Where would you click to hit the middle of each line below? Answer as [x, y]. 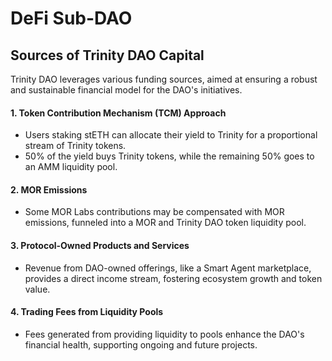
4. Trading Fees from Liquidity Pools [87, 312]
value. [37, 289]
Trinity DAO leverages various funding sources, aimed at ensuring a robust [164, 79]
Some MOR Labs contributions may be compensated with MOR [154, 212]
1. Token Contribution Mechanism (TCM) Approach [118, 113]
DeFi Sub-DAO [71, 18]
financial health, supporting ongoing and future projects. [141, 344]
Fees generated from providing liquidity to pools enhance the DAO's [164, 334]
